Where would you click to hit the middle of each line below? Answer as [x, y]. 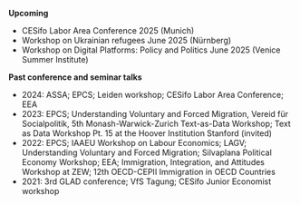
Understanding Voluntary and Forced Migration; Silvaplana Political [147, 152]
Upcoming [29, 13]
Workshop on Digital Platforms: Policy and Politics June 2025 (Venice [151, 50]
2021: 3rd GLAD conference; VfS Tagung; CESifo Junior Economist [146, 181]
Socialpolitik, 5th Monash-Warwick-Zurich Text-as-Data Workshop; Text [156, 123]
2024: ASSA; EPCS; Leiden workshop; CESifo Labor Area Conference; [153, 95]
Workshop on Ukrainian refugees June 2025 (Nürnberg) [126, 40]
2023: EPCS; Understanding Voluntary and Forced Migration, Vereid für [155, 114]
